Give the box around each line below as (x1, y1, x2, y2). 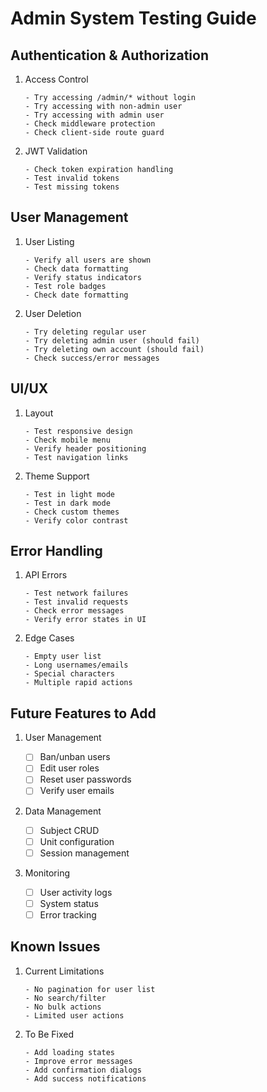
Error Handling (10, 543, 103, 560)
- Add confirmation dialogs (24, 1065, 142, 1075)
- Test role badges (24, 281, 107, 291)
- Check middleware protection (24, 119, 156, 129)
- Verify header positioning (24, 443, 147, 454)
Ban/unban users (39, 751, 111, 763)
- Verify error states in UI (24, 615, 147, 625)
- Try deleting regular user (24, 327, 147, 337)
